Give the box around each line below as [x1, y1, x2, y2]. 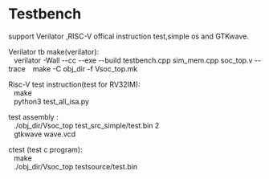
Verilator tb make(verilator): [8, 47, 100, 56]
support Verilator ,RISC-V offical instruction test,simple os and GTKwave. [8, 31, 250, 41]
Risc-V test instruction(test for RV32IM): [8, 79, 141, 89]
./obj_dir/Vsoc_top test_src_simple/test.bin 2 [13, 120, 160, 130]
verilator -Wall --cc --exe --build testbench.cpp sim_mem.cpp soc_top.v [13, 55, 253, 65]
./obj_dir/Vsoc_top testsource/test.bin [13, 161, 138, 171]
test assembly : [8, 112, 59, 121]
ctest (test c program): [8, 144, 83, 154]
